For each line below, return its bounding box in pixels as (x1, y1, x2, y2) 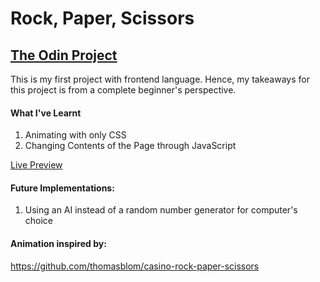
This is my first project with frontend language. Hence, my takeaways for (10, 73, 310, 85)
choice (24, 215, 54, 227)
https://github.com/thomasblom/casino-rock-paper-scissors (10, 260, 260, 272)
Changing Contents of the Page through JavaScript (24, 140, 237, 152)
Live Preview (10, 159, 63, 171)
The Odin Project (10, 47, 118, 64)
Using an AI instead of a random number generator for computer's (24, 204, 298, 216)
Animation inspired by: (10, 238, 107, 249)
